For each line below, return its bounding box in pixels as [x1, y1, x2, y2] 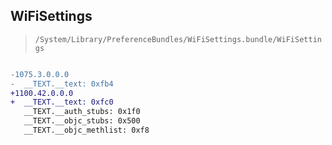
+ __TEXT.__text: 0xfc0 [10, 97, 114, 108]
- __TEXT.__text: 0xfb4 [10, 79, 114, 89]
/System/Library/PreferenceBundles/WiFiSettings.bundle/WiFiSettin [34, 34, 322, 44]
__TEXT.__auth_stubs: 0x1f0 [23, 107, 141, 117]
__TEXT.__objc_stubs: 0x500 [23, 116, 141, 126]
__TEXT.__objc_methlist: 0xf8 [23, 125, 150, 136]
